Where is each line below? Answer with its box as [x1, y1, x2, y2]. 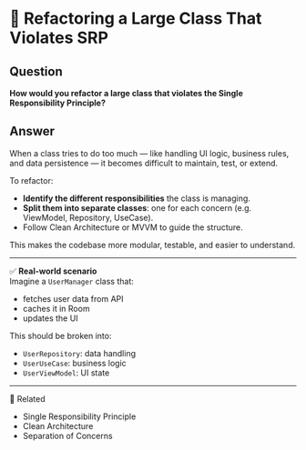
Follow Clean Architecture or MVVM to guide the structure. [22, 222, 243, 233]
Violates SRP [9, 27, 109, 48]
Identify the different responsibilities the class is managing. [22, 193, 250, 204]
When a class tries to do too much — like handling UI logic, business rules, [9, 147, 290, 158]
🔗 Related [9, 393, 46, 404]
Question [9, 64, 63, 79]
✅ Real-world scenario [9, 265, 97, 276]
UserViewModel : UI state [22, 367, 110, 378]
